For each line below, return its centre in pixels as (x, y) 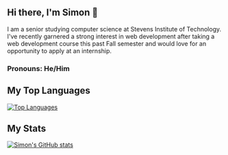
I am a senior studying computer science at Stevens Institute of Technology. (114, 29)
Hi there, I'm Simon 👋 (53, 13)
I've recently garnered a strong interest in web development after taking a (111, 36)
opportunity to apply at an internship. (59, 51)
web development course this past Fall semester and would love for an (107, 43)
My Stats (27, 128)
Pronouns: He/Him (38, 68)
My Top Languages (49, 90)
